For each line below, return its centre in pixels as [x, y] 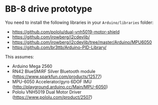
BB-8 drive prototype [49, 9]
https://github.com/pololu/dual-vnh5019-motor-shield [66, 32]
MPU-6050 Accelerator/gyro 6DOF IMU [52, 82]
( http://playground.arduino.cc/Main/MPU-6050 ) [60, 87]
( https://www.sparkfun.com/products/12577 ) [57, 76]
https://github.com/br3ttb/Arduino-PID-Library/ [59, 47]
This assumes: [19, 56]
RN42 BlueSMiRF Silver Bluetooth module [54, 71]
